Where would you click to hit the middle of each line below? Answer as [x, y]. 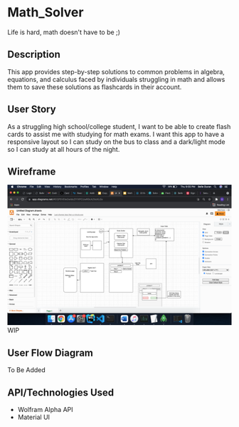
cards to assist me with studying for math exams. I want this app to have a [116, 134]
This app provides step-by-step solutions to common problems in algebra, [116, 71]
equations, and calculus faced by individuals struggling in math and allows [116, 79]
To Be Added [27, 370]
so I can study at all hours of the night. [64, 149]
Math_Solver [46, 12]
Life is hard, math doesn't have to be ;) [64, 32]
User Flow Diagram [51, 353]
